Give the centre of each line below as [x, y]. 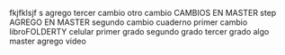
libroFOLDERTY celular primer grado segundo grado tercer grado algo [139, 31]
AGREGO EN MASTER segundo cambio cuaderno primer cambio [129, 22]
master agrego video [48, 41]
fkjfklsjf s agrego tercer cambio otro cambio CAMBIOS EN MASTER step [143, 13]
